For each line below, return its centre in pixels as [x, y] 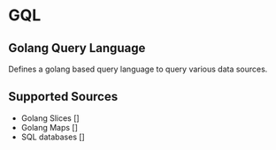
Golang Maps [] [50, 127]
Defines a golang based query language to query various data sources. [138, 69]
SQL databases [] [53, 137]
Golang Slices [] [50, 118]
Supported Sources [63, 97]
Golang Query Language [77, 48]
